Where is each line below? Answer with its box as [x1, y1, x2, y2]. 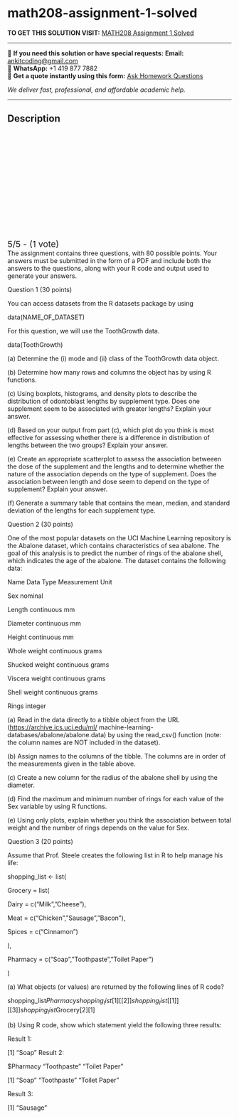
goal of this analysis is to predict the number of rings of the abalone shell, [7, 549, 223, 557]
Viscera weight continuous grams [7, 674, 106, 682]
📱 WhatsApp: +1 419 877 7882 [7, 64, 98, 73]
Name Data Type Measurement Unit [7, 577, 112, 586]
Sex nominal [7, 591, 44, 600]
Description [7, 112, 60, 125]
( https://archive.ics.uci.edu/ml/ [7, 723, 97, 732]
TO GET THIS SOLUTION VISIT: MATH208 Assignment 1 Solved [7, 28, 194, 37]
